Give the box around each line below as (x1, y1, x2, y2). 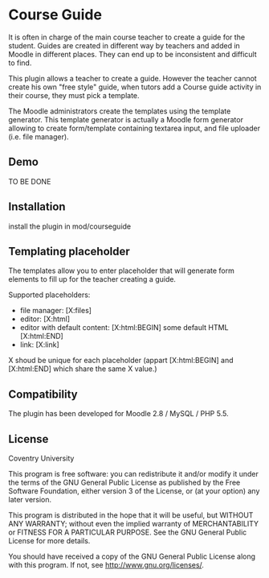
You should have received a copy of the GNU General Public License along (8, 551, 255, 561)
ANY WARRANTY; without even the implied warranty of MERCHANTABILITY (8, 519, 259, 528)
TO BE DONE (8, 176, 51, 186)
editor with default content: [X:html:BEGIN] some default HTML (19, 323, 229, 332)
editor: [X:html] (19, 314, 71, 324)
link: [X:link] (19, 340, 60, 349)
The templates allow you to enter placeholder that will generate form (8, 266, 235, 275)
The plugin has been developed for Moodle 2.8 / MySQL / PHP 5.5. (8, 409, 229, 419)
